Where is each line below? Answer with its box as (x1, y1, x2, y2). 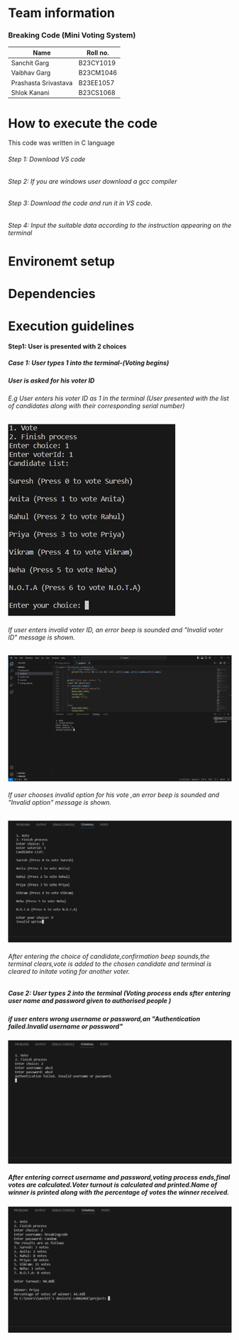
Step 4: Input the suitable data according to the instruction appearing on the (8, 221, 232, 229)
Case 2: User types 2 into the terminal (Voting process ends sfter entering (8, 989, 231, 998)
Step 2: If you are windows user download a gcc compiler (8, 177, 177, 185)
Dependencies (8, 286, 96, 302)
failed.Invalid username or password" (8, 1022, 123, 1031)
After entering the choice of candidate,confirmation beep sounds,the (8, 952, 210, 960)
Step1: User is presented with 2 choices (8, 342, 127, 351)
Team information (8, 5, 116, 21)
